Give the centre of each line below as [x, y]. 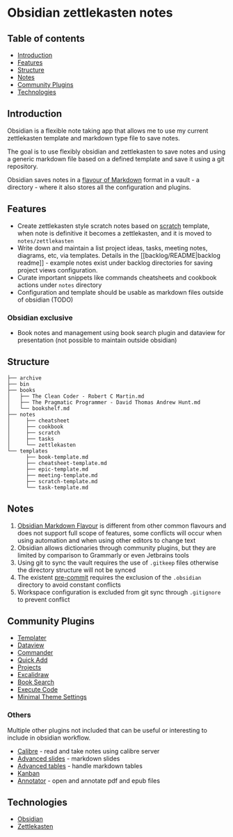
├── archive [24, 378]
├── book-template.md [57, 457]
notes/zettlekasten [46, 241]
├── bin [18, 384]
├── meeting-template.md [62, 475]
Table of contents [46, 39]
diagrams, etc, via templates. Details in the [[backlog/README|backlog [119, 255]
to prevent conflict [43, 599]
